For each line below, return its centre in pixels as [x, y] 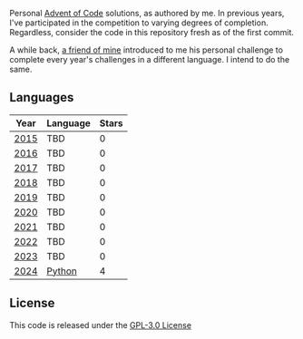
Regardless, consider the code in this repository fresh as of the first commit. [152, 32]
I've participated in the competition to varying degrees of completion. [139, 23]
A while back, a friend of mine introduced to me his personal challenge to [147, 50]
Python [62, 271]
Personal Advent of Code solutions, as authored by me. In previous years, [147, 13]
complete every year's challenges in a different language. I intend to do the [150, 59]
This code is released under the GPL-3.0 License [101, 324]
